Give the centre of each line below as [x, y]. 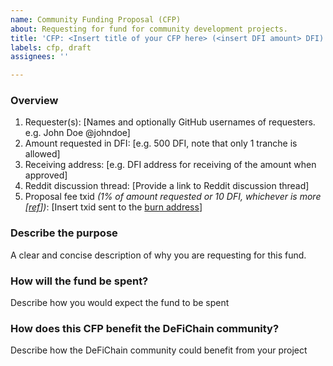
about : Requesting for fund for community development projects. [149, 29]
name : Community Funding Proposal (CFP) [96, 19]
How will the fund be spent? [79, 281]
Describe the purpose [64, 233]
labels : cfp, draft [51, 47]
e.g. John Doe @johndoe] [77, 133]
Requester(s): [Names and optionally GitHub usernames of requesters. [170, 122]
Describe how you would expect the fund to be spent [120, 303]
